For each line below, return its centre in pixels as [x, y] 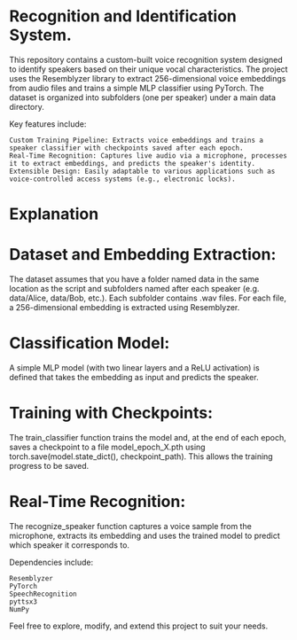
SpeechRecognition [43, 594]
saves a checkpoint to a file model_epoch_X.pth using [107, 447]
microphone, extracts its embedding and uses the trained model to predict [145, 535]
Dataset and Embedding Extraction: [143, 255]
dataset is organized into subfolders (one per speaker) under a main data [143, 97]
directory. [27, 106]
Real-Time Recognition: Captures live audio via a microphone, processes [148, 156]
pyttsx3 [23, 601]
